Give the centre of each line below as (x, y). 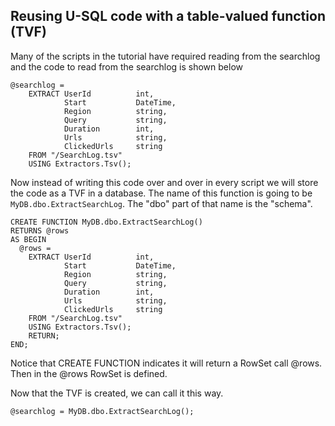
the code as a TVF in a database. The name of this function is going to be (161, 193)
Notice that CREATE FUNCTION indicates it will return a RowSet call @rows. (166, 363)
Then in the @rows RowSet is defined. (89, 373)
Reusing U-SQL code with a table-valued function (168, 16)
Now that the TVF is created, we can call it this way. (117, 393)
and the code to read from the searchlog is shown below (127, 66)
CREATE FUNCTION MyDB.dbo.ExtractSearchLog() (106, 222)
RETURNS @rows (40, 230)
